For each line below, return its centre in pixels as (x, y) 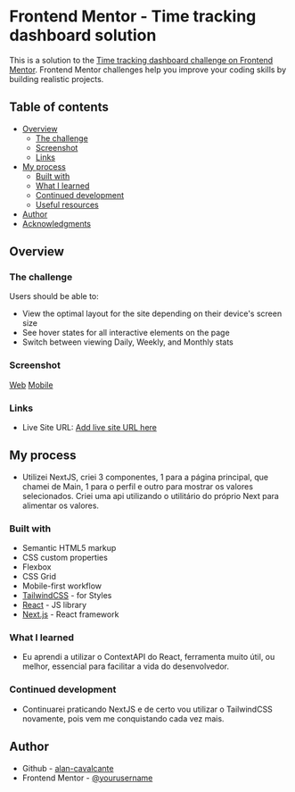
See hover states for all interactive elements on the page (126, 333)
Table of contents (59, 108)
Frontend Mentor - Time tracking (133, 17)
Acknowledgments (57, 223)
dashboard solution (83, 35)
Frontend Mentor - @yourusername (87, 778)
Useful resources (67, 204)
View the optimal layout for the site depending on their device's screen (152, 313)
